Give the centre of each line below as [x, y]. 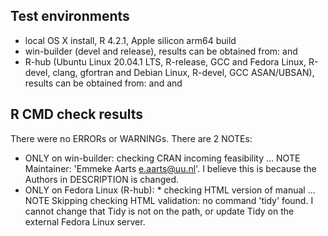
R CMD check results [77, 114]
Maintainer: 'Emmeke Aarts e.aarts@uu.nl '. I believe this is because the [170, 168]
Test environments [70, 16]
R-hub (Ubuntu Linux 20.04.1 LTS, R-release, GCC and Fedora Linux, [165, 61]
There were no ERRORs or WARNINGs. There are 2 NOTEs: [131, 138]
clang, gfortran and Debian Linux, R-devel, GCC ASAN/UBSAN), [183, 72]
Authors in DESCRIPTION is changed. [102, 179]
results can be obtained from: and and [103, 83]
